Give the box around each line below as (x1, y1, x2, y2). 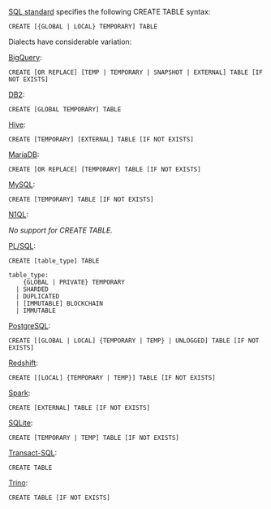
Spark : (8, 388, 31, 398)
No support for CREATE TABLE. (8, 225, 114, 235)
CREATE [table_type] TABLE (8, 257, 100, 265)
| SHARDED (15, 285, 49, 294)
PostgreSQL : (8, 321, 51, 330)
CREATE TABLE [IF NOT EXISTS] (8, 494, 111, 502)
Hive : (8, 120, 26, 129)
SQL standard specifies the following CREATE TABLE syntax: (8, 7, 211, 16)
